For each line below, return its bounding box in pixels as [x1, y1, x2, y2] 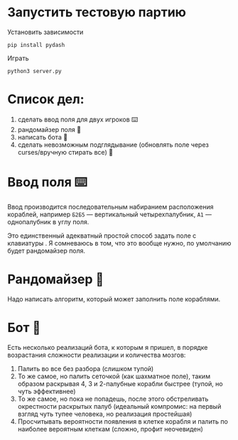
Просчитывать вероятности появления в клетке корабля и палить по [17, 417, 229, 426]
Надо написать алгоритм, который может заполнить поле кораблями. [7, 295, 221, 303]
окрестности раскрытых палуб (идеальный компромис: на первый [17, 402, 222, 410]
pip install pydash [7, 41, 65, 48]
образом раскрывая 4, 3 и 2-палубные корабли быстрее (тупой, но [17, 379, 223, 387]
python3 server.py [7, 67, 62, 75]
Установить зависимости [7, 28, 84, 36]
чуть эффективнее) [17, 387, 76, 395]
